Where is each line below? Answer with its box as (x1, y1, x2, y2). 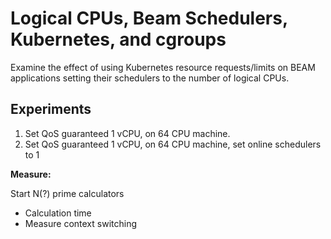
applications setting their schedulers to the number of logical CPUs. (10, 72, 290, 84)
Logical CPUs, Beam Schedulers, (10, 7, 288, 30)
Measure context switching (24, 217, 138, 229)
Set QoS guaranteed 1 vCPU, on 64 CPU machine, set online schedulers (24, 138, 322, 150)
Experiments (10, 101, 92, 118)
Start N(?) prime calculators (10, 187, 125, 199)
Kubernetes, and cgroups (10, 28, 227, 51)
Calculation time (24, 207, 92, 219)
